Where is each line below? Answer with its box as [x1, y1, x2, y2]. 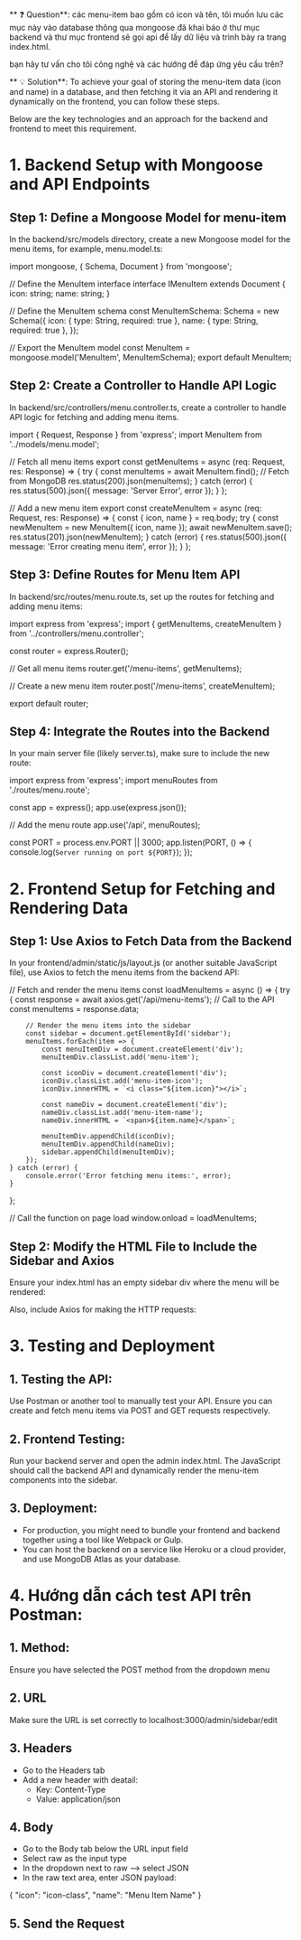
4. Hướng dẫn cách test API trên [9, 1586, 252, 1606]
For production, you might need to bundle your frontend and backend [22, 1524, 281, 1535]
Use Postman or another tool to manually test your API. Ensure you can [9, 1396, 273, 1407]
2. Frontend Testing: [9, 1431, 126, 1447]
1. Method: [9, 1640, 70, 1655]
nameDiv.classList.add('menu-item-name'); [41, 1108, 204, 1118]
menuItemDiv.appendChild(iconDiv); [41, 1132, 176, 1141]
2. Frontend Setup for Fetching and [9, 878, 276, 899]
